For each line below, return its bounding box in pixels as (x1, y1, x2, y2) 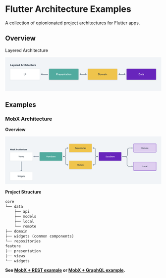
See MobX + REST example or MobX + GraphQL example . (5, 267, 125, 273)
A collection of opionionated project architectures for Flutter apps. (5, 20, 140, 26)
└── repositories (5, 239, 41, 244)
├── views (5, 254, 26, 259)
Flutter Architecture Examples (5, 3, 131, 15)
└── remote (14, 224, 37, 229)
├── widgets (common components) (5, 234, 74, 239)
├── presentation (5, 249, 41, 254)
